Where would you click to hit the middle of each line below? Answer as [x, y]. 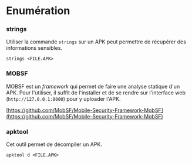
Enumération [38, 11]
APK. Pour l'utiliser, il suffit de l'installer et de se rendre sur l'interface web [96, 93]
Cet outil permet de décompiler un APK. [54, 144]
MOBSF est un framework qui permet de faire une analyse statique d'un [93, 86]
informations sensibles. [34, 48]
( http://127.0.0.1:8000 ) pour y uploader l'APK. [63, 99]
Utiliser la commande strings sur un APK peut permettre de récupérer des [96, 42]
